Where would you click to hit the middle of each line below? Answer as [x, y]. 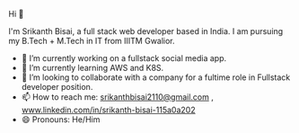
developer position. [57, 87]
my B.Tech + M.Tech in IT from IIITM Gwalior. [92, 41]
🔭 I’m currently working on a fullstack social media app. [124, 58]
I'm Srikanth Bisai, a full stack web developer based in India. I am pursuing [146, 31]
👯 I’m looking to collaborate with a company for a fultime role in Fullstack [156, 77]
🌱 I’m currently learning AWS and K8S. [92, 68]
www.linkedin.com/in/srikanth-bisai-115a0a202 [108, 110]
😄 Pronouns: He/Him [61, 120]
